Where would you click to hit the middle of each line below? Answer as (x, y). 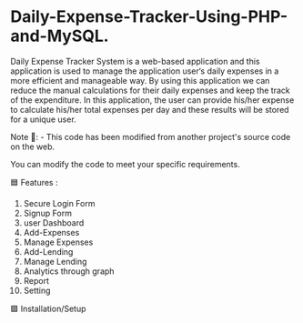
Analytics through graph (69, 271)
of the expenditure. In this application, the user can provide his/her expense (152, 100)
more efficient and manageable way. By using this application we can (140, 80)
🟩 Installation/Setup (48, 308)
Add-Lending (48, 251)
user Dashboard (54, 222)
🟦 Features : (34, 182)
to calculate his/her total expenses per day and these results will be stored (150, 109)
